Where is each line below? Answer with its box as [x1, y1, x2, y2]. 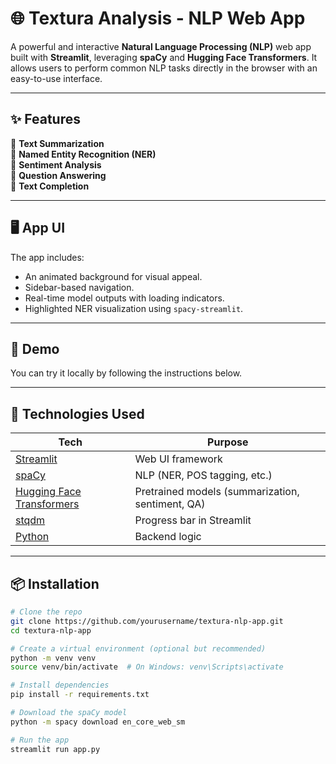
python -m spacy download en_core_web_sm [10, 717, 186, 727]
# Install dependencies [10, 680, 110, 691]
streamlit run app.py [10, 744, 101, 754]
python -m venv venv [10, 653, 97, 663]
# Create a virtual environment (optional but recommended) [10, 643, 267, 654]
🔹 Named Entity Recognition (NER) [10, 148, 157, 160]
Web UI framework [134, 452, 223, 466]
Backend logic [134, 530, 202, 544]
